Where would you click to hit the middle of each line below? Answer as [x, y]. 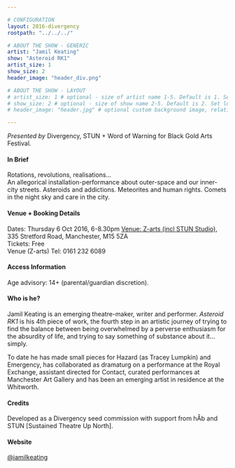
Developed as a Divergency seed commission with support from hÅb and [113, 418]
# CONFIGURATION [31, 20]
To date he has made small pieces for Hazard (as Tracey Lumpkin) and [109, 357]
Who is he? [24, 298]
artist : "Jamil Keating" [43, 52]
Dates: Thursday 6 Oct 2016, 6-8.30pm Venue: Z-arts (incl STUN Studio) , [113, 228]
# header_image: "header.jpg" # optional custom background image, [108, 110]
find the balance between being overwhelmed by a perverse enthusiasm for [116, 328]
